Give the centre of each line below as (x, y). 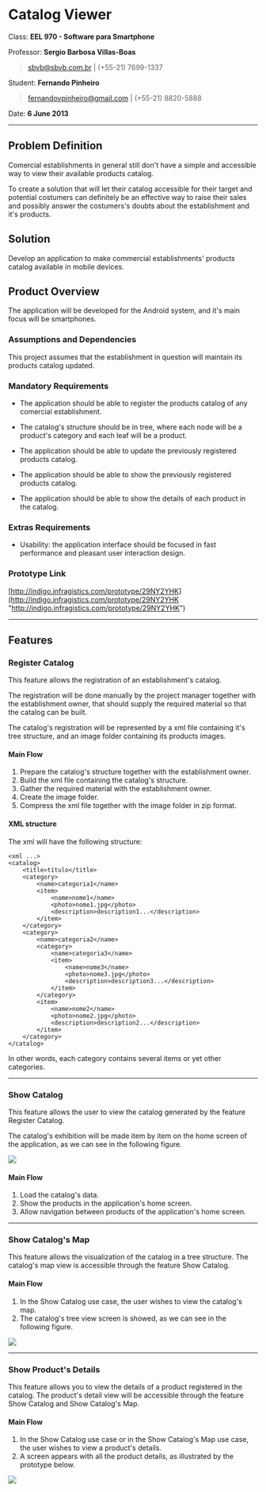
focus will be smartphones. (52, 319)
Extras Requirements (49, 527)
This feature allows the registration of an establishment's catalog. (115, 680)
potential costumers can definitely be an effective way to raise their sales (127, 197)
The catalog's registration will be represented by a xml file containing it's (127, 728)
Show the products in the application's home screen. (106, 1203)
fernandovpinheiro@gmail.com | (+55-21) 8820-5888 (114, 98)
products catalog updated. (51, 365)
